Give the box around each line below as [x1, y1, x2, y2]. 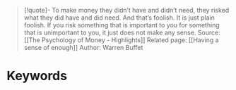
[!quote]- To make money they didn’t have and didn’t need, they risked [23, 6, 230, 14]
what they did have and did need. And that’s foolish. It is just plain [23, 13, 215, 22]
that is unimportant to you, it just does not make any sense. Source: [23, 28, 220, 37]
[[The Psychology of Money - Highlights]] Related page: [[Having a [23, 36, 220, 44]
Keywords [6, 68, 68, 84]
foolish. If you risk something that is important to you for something [23, 21, 220, 29]
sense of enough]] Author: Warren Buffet [23, 44, 143, 51]
